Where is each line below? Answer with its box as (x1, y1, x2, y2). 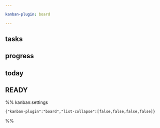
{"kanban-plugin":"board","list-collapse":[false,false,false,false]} (5, 109, 155, 114)
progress (5, 52, 34, 60)
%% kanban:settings (5, 99, 48, 105)
